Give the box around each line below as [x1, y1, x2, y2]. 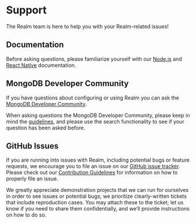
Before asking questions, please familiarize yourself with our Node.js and [6, 55, 183, 62]
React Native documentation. [6, 61, 76, 68]
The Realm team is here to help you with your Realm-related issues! [6, 23, 169, 30]
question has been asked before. [6, 124, 85, 131]
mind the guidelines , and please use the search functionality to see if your [6, 118, 184, 125]
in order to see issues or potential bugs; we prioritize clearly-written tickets [6, 193, 187, 200]
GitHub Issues [6, 141, 59, 151]
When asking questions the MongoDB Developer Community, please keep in [6, 112, 190, 119]
